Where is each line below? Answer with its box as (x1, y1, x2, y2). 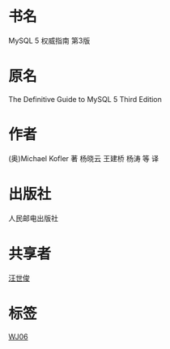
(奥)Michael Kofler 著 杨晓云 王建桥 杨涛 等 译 (8, 153, 159, 163)
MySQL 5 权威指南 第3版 (8, 36, 91, 45)
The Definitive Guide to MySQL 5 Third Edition (8, 94, 162, 104)
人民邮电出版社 (8, 213, 58, 223)
